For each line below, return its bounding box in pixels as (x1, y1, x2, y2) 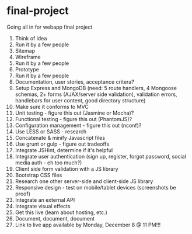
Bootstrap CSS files (15, 171, 62, 178)
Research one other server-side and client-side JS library (15, 177, 153, 185)
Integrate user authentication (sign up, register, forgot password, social (15, 153, 186, 160)
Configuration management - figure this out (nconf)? (15, 122, 142, 129)
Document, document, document (15, 215, 95, 222)
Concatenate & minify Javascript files (15, 134, 106, 141)
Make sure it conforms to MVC (15, 103, 89, 110)
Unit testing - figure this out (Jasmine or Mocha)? (15, 109, 134, 116)
